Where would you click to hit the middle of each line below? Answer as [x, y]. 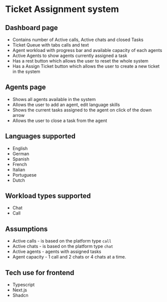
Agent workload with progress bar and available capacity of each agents [87, 50]
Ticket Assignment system [62, 9]
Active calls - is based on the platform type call [62, 241]
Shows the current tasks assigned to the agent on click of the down [82, 110]
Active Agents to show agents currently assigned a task [70, 55]
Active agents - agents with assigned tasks [57, 251]
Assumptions [26, 229]
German [21, 153]
